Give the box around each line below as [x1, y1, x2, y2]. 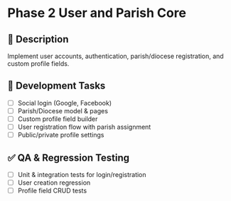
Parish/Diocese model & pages [17, 106, 109, 115]
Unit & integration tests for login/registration [17, 170, 147, 178]
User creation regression [17, 178, 91, 187]
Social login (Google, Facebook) [17, 98, 112, 107]
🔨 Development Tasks [7, 80, 106, 92]
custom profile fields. [7, 59, 70, 68]
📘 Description [7, 33, 69, 45]
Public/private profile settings [17, 131, 104, 139]
